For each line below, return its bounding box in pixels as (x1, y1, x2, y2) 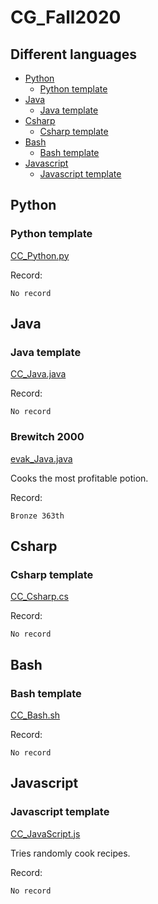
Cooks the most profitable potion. (10, 472, 149, 484)
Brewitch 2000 (10, 430, 85, 444)
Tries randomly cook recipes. (10, 847, 131, 859)
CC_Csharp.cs (10, 591, 69, 603)
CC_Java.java (10, 368, 67, 380)
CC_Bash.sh (10, 709, 61, 721)
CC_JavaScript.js (10, 827, 81, 840)
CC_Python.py (10, 249, 70, 261)
